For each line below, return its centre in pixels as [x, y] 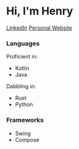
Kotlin [22, 68]
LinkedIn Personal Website [39, 28]
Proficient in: [22, 57]
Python [24, 104]
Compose [27, 139]
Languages [23, 43]
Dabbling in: [21, 86]
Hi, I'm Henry [40, 11]
